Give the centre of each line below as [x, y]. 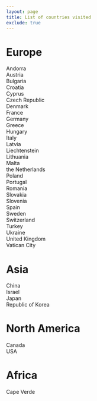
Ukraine [16, 233]
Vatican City [21, 245]
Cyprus [15, 94]
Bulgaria [16, 81]
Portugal [17, 182]
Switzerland [21, 220]
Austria [15, 75]
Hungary [17, 132]
